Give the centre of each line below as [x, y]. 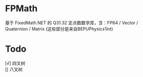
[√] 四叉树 [15, 63]
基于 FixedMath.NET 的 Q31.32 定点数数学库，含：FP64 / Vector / [71, 23]
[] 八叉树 [14, 69]
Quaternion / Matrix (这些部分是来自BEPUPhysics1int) [59, 29]
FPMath [21, 9]
